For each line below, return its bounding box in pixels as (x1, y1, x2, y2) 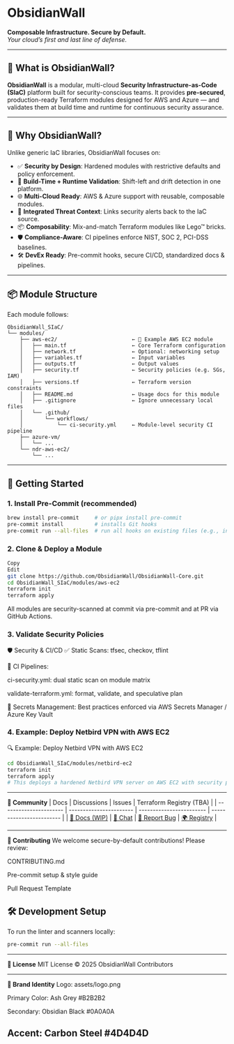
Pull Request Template (7, 884, 72, 893)
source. (17, 214, 40, 223)
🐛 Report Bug (138, 814, 176, 822)
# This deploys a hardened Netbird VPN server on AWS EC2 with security (7, 780, 223, 786)
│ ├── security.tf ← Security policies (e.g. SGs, (19, 366, 226, 374)
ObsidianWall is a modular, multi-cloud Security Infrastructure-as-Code (7, 80, 217, 89)
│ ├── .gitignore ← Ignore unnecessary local (19, 397, 214, 404)
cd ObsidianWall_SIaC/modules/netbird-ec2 (7, 759, 132, 767)
